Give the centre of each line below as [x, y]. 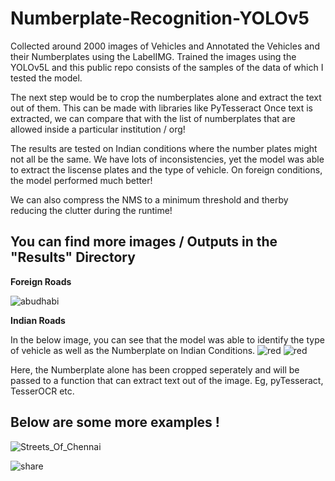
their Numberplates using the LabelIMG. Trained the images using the [153, 56]
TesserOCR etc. [42, 391]
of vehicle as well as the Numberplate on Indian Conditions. [133, 350]
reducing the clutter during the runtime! [91, 210]
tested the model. [46, 78]
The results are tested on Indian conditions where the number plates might [164, 148]
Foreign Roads [41, 281]
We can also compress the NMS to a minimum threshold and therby [149, 199]
